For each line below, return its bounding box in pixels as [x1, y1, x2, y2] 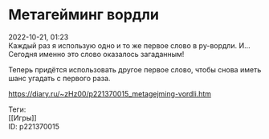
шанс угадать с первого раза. [8, 73, 111, 83]
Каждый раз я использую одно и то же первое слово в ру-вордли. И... [8, 40, 251, 50]
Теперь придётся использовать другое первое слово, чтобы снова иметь [8, 64, 262, 74]
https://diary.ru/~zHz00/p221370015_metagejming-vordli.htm [8, 88, 211, 98]
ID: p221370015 [8, 121, 60, 131]
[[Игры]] [8, 112, 38, 122]
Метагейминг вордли [8, 6, 159, 24]
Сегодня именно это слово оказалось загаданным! [8, 49, 185, 59]
